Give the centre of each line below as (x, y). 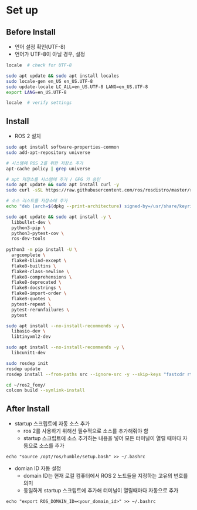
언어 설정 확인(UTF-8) (40, 47)
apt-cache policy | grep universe (48, 169)
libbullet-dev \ (31, 222)
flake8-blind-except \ (39, 260)
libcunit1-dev (28, 353)
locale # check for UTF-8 (39, 65)
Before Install (31, 32)
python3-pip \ (28, 228)
